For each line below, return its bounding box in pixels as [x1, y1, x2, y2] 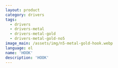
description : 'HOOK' [5, 55, 50, 60]
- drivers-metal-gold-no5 [10, 36, 65, 41]
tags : [5, 17, 17, 22]
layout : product [5, 7, 40, 13]
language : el [5, 46, 33, 51]
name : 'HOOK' [5, 50, 33, 55]
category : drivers [5, 12, 44, 17]
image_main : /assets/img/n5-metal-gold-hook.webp [5, 41, 113, 46]
